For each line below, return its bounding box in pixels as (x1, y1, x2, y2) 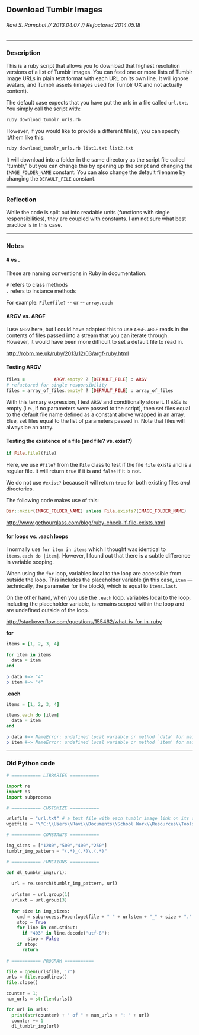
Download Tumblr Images (6, 5, 102, 15)
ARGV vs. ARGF (6, 312, 46, 319)
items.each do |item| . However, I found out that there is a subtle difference (6, 552, 191, 559)
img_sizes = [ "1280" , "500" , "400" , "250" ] (6, 843, 108, 849)
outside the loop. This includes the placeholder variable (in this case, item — (6, 576, 193, 584)
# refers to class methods (6, 281, 68, 289)
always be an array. (6, 424, 54, 431)
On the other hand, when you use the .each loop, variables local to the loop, (6, 594, 191, 602)
